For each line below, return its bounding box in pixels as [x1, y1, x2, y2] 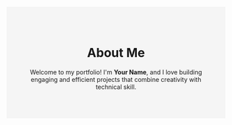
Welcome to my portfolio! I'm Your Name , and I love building [29, 67, 203, 76]
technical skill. [95, 83, 137, 91]
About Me [87, 45, 145, 61]
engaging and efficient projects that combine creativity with [30, 75, 202, 83]
